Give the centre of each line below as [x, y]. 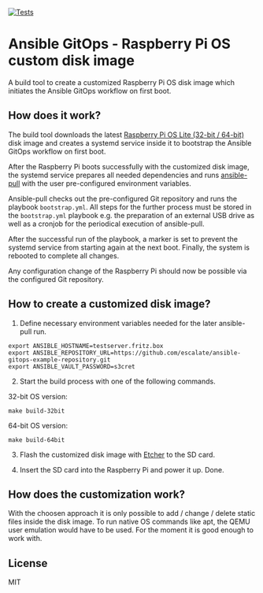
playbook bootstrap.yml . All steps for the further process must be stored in [130, 207]
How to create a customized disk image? [109, 304]
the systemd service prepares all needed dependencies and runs [114, 175]
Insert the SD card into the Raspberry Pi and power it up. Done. [122, 469]
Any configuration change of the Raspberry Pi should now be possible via [128, 271]
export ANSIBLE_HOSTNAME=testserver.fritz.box [86, 346]
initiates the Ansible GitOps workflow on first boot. [90, 91]
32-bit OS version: [38, 396]
